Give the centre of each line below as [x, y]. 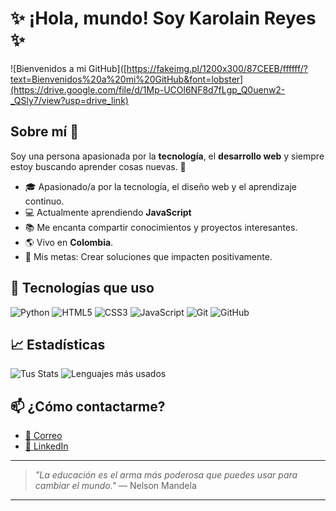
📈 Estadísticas [58, 344]
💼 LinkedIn [46, 446]
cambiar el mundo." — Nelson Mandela [115, 486]
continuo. [44, 201]
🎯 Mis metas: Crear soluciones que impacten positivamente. [148, 256]
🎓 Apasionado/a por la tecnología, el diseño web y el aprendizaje [160, 186]
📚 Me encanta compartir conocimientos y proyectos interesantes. [161, 227]
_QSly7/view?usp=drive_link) [69, 100]
